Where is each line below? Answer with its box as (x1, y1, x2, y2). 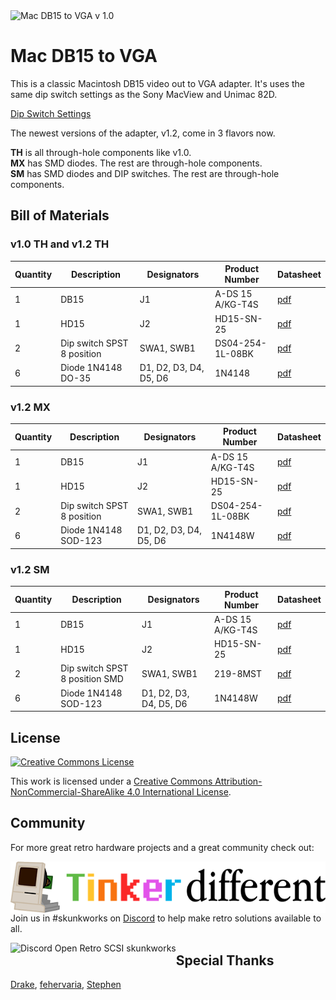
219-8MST (214, 667, 263, 679)
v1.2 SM (10, 562, 50, 576)
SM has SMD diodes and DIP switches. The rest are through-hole (10, 167, 280, 179)
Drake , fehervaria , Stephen (10, 978, 122, 990)
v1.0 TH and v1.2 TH (10, 237, 110, 251)
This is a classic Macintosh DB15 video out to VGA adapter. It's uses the (10, 77, 306, 89)
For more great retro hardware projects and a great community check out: (10, 841, 315, 853)
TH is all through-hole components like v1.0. (10, 146, 192, 158)
